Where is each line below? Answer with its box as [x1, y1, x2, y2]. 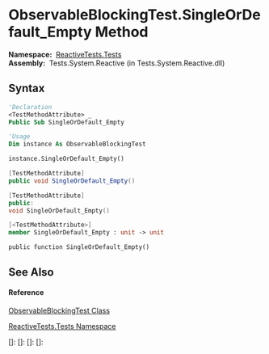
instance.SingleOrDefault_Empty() [8, 155, 125, 163]
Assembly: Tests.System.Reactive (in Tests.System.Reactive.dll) [8, 58, 225, 68]
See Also [8, 265, 54, 279]
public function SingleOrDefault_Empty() [8, 243, 150, 251]
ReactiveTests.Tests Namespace [8, 321, 116, 331]
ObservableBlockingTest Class [8, 306, 111, 315]
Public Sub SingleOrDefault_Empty [8, 118, 125, 126]
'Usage [8, 133, 31, 141]
